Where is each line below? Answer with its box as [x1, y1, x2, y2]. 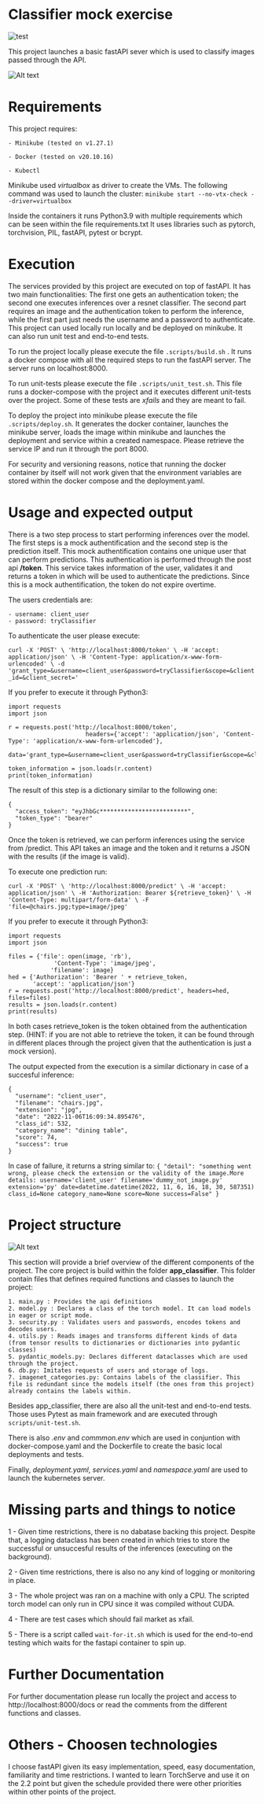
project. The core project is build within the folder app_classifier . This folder [8, 1265, 255, 1275]
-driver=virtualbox [8, 197, 72, 205]
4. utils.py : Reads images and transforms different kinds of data [8, 1332, 237, 1340]
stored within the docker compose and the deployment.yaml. [8, 476, 205, 485]
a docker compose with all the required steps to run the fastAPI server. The [8, 355, 251, 364]
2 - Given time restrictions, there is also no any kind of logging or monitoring [8, 1567, 255, 1577]
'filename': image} [49, 966, 114, 974]
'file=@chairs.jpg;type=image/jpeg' [8, 902, 128, 910]
